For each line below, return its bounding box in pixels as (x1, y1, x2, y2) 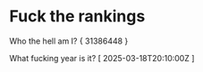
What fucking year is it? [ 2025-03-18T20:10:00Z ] (9, 52, 195, 63)
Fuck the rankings (9, 6, 146, 27)
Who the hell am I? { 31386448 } (9, 36, 129, 46)
